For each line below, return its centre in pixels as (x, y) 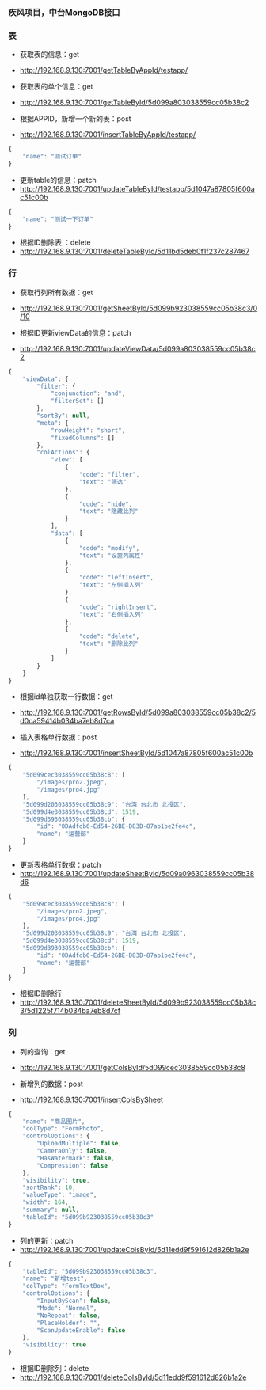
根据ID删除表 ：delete (55, 242)
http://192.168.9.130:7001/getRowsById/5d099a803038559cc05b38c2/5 (137, 712)
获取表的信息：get (49, 55)
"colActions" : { (63, 453)
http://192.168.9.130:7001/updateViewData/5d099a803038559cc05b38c (137, 348)
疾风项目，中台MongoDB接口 (64, 12)
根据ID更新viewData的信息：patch (76, 332)
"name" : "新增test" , (55, 1279)
